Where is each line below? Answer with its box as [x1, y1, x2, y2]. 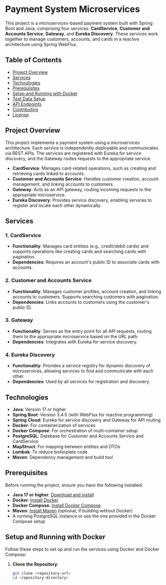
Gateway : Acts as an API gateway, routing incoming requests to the [12, 186, 152, 192]
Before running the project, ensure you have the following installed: [5, 482, 143, 488]
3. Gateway [5, 317, 33, 324]
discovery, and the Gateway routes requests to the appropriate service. [5, 155, 152, 161]
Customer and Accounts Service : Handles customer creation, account [12, 176, 159, 182]
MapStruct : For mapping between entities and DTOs [12, 443, 121, 449]
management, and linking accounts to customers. [12, 181, 114, 187]
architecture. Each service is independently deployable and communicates [5, 145, 159, 151]
